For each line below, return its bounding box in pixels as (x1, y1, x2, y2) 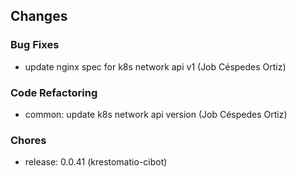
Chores (10, 133, 47, 147)
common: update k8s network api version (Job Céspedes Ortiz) (24, 108, 288, 120)
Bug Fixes (10, 38, 60, 52)
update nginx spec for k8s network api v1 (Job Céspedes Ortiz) (24, 60, 287, 73)
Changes (10, 8, 68, 25)
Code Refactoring (10, 85, 98, 99)
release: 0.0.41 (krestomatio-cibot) (24, 156, 168, 168)
